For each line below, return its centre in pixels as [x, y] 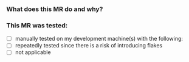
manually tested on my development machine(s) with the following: [99, 39]
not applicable [33, 52]
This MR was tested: [37, 25]
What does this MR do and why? [55, 9]
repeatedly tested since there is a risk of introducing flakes [89, 46]
